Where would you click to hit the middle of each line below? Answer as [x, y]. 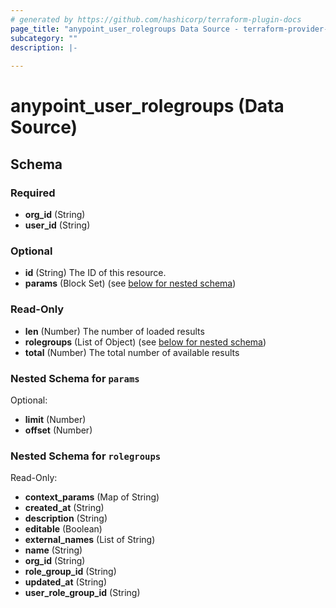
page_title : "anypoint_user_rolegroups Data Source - [125, 29]
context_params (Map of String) [92, 497]
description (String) [66, 518]
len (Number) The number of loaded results [114, 331]
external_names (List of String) [90, 540]
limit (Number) [55, 419]
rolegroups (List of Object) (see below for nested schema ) [145, 342]
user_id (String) [57, 225]
